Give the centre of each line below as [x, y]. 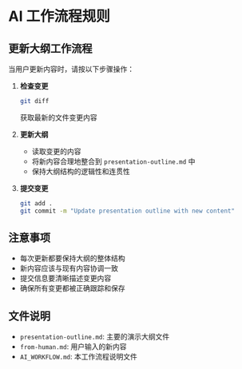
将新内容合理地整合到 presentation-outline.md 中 [113, 161]
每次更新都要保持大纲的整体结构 [72, 258]
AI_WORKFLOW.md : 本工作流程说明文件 [79, 357]
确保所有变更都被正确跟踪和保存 [72, 288]
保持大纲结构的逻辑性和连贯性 [81, 171]
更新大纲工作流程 [50, 48]
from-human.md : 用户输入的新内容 [73, 347]
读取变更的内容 [56, 151]
